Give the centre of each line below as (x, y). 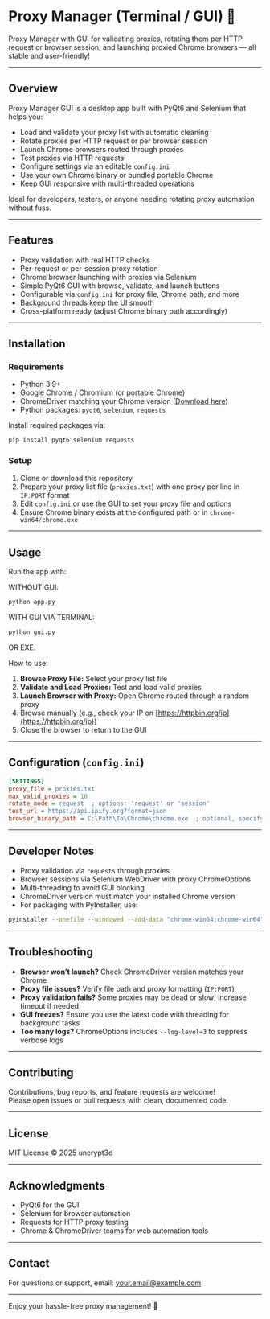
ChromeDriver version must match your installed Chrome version (127, 896)
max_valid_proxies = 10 (48, 796)
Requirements (37, 367)
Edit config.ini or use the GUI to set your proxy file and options (126, 504)
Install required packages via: (57, 425)
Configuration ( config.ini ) (76, 763)
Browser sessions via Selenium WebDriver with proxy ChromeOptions (135, 879)
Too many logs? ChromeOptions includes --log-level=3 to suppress (134, 1031)
